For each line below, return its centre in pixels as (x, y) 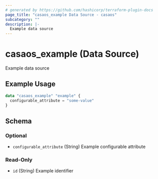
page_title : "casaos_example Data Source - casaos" (61, 15)
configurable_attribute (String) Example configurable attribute (79, 147)
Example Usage (30, 84)
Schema (19, 121)
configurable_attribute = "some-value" (52, 100)
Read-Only (19, 160)
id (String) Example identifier (43, 171)
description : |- (22, 24)
